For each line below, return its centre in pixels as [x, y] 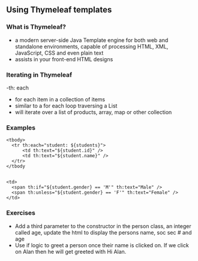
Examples [21, 127]
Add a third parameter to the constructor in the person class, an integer [103, 226]
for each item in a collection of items [60, 99]
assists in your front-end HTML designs [64, 59]
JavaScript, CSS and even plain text [59, 53]
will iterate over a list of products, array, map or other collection [93, 112]
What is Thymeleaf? [36, 27]
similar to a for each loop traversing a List [66, 106]
